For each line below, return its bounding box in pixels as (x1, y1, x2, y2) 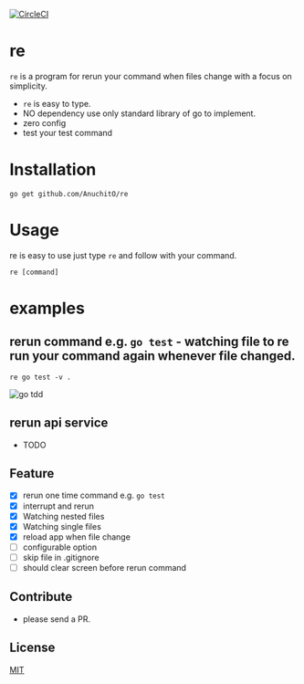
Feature (9, 466, 55, 481)
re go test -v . (9, 373, 71, 382)
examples (9, 298, 85, 319)
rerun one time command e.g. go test (22, 489, 166, 501)
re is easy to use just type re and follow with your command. (9, 249, 237, 260)
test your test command (22, 127, 112, 138)
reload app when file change (22, 531, 131, 542)
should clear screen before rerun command (22, 562, 187, 573)
